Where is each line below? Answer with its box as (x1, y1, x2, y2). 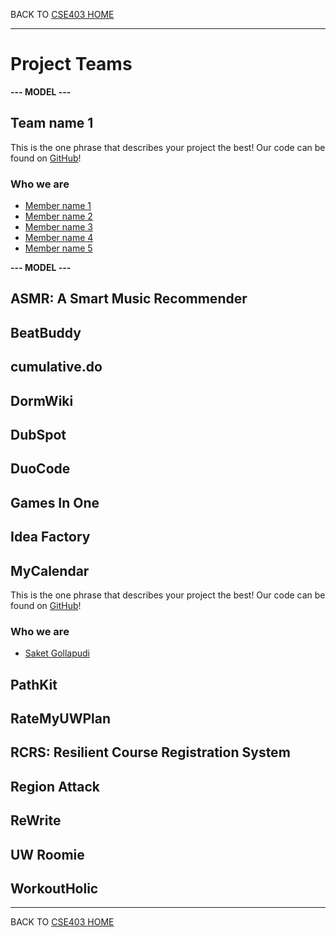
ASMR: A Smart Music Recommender (10, 290, 248, 308)
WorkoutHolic (10, 880, 99, 898)
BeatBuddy (10, 324, 82, 341)
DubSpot (10, 427, 67, 443)
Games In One (10, 494, 100, 511)
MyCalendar (10, 562, 90, 579)
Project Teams (10, 53, 133, 76)
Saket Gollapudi (24, 647, 90, 659)
